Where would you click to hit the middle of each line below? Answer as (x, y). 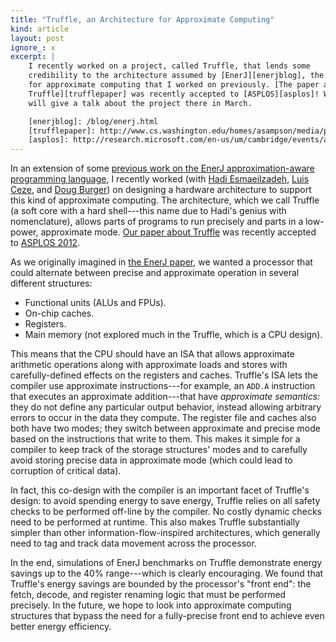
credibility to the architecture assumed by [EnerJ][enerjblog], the (176, 76)
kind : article (40, 29)
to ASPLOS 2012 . (45, 243)
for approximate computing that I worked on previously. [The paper (174, 85)
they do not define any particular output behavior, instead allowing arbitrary (166, 407)
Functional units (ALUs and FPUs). (95, 303)
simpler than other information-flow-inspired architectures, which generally (165, 533)
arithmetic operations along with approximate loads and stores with (149, 365)
